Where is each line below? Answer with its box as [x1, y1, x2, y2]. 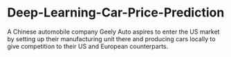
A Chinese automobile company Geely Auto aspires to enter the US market [7, 27, 220, 36]
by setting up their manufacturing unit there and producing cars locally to [7, 34, 216, 43]
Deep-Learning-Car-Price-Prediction [7, 5, 225, 21]
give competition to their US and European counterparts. [7, 42, 169, 50]
